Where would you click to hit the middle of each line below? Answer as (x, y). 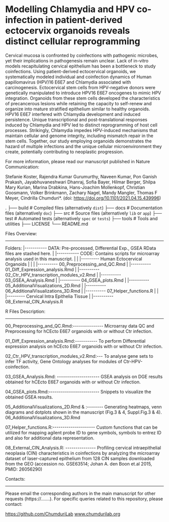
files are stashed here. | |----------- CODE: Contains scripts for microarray (82, 253)
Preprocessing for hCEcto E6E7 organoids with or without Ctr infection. (79, 331)
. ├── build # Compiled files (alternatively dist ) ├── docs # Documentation (84, 208)
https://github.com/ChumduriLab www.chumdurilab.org (63, 514)
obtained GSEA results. (29, 397)
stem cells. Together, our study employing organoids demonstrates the (78, 141)
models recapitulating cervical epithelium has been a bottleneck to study (80, 66)
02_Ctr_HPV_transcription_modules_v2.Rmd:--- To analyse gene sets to (79, 356)
